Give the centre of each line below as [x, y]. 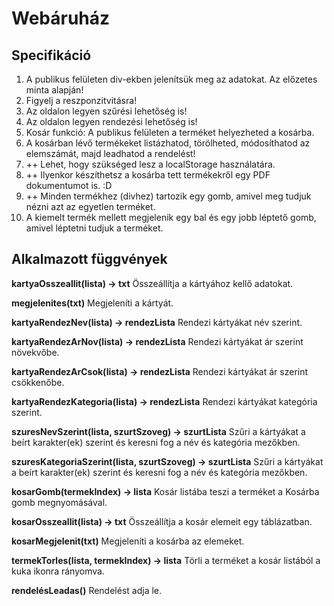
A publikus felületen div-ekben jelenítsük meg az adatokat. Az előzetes [171, 79]
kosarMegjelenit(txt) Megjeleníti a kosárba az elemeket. [128, 541]
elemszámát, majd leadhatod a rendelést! [110, 153]
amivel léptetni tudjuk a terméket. [94, 228]
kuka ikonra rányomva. [58, 571]
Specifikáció [51, 55]
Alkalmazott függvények [89, 259]
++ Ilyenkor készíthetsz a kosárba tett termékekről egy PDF [148, 175]
